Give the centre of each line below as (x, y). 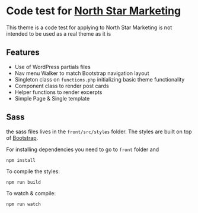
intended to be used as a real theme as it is (59, 33)
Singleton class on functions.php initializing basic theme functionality (100, 79)
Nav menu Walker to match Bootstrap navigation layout (82, 73)
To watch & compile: (31, 193)
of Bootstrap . (22, 137)
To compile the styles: (33, 171)
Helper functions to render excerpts (58, 92)
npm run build (24, 182)
